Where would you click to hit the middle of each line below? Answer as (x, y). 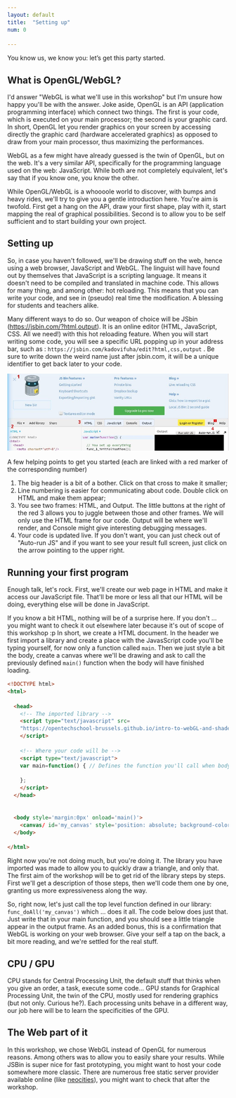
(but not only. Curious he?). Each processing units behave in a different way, (118, 1003)
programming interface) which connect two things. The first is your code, (113, 112)
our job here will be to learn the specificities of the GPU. (88, 1010)
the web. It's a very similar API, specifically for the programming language (114, 163)
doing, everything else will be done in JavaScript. (78, 604)
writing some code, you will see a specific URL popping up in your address (115, 341)
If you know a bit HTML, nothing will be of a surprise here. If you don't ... (112, 618)
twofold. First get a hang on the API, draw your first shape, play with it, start (117, 207)
